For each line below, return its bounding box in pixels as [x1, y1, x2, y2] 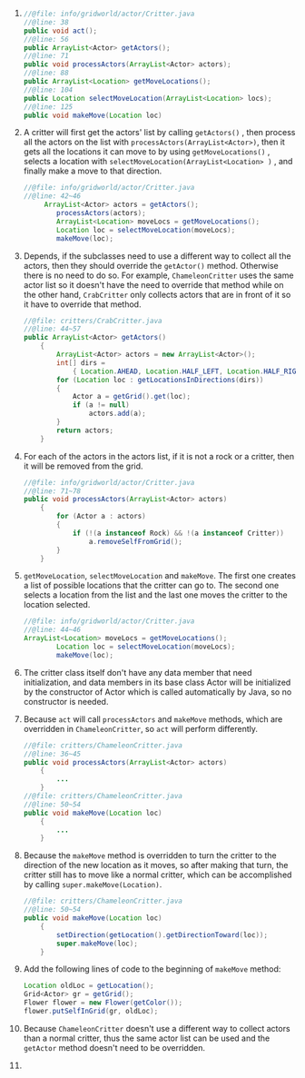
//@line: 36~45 [23, 749, 82, 758]
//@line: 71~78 [23, 486, 82, 496]
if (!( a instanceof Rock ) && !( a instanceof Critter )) [72, 529, 285, 538]
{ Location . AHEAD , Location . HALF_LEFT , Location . [72, 367, 264, 376]
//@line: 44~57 [23, 324, 82, 334]
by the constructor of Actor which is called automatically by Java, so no [23, 686, 292, 697]
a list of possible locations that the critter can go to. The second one [23, 580, 280, 591]
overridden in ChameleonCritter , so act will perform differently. [23, 723, 258, 734]
